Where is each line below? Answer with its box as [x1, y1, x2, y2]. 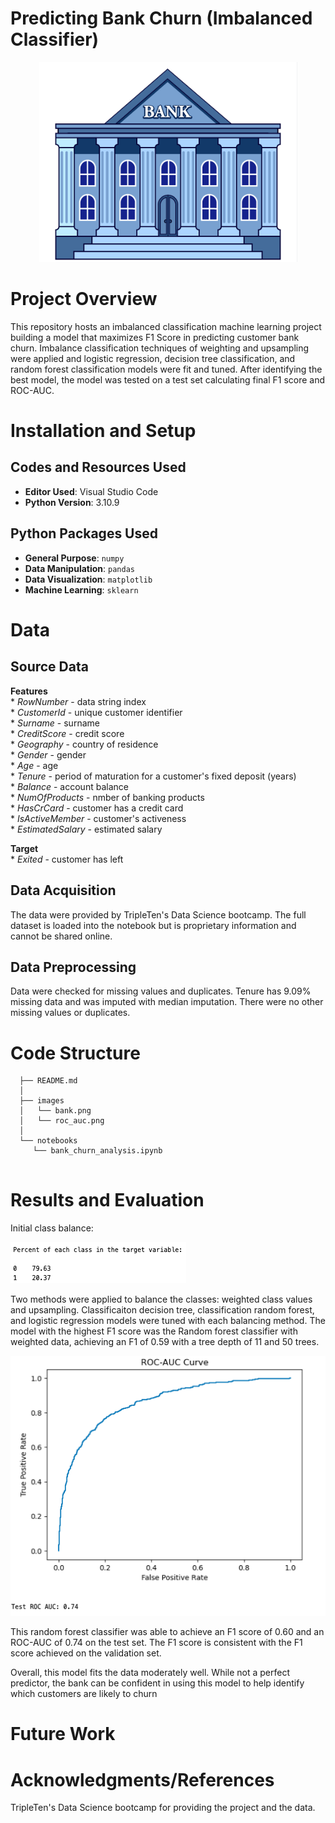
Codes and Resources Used [10, 459, 187, 476]
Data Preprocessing [10, 958, 137, 976]
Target [10, 842, 39, 854]
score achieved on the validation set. [10, 1647, 162, 1659]
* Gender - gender [10, 748, 87, 761]
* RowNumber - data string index [10, 695, 147, 707]
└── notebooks [19, 1136, 78, 1146]
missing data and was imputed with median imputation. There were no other [10, 996, 324, 1008]
